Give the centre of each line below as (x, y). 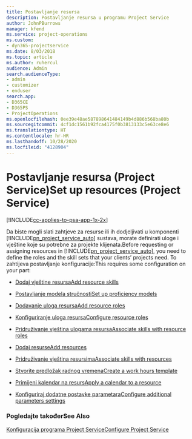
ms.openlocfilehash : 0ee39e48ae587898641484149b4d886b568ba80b (88, 119)
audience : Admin (27, 68)
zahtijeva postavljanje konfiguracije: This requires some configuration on (96, 264)
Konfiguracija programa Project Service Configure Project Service (88, 429)
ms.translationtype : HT (36, 130)
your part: (19, 270)
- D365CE (17, 102)
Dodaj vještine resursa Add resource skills (67, 282)
